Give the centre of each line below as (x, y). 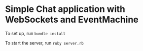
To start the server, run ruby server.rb (44, 43)
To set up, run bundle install (35, 33)
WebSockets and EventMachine (72, 20)
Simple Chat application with (65, 9)
